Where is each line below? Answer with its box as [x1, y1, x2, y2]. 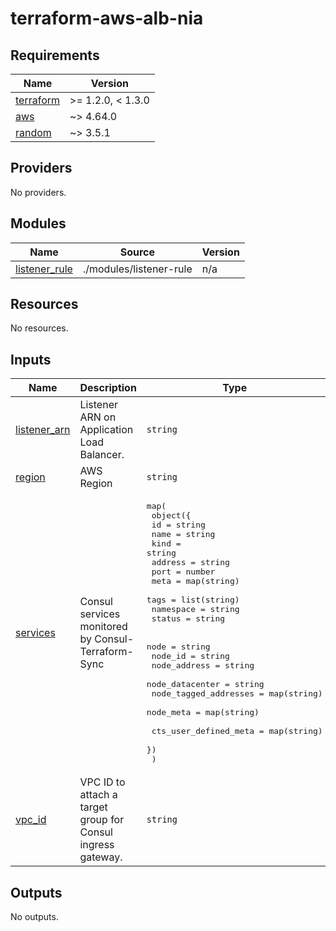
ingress [79, 838, 115, 852]
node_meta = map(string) [146, 707, 260, 718]
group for [79, 813, 125, 827]
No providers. [10, 186, 67, 198]
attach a [79, 788, 118, 802]
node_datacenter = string [146, 679, 265, 690]
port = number [151, 567, 216, 577]
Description [79, 381, 137, 395]
